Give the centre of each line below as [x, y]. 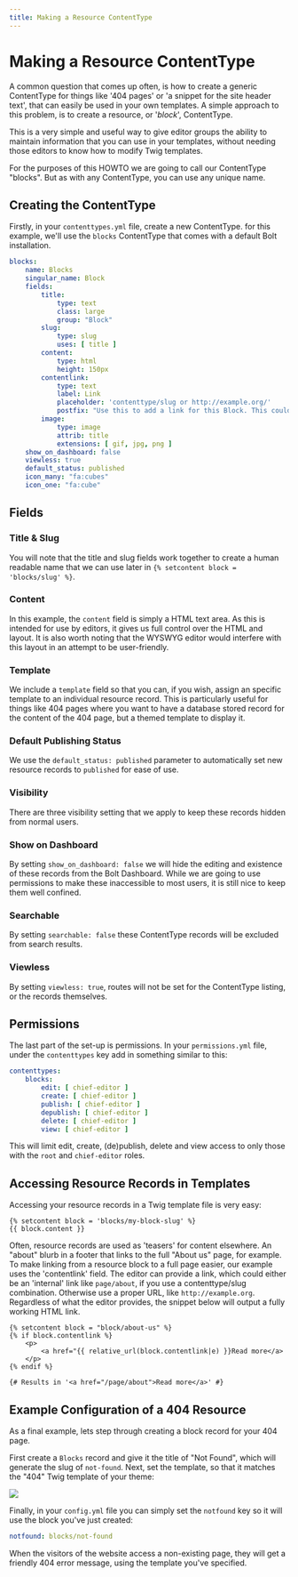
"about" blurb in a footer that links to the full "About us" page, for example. [145, 1255]
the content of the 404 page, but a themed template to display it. [127, 718]
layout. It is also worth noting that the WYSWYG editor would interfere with [145, 638]
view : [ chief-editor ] [85, 1129]
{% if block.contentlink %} [61, 1336]
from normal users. [44, 821]
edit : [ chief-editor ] [85, 1088]
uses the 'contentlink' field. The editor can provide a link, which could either [148, 1274]
